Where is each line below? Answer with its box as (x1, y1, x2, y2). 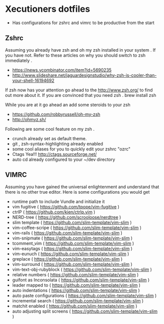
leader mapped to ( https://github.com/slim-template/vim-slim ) (12, 282, 141, 288)
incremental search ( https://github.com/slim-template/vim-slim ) (12, 297, 144, 303)
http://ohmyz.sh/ (12, 117, 47, 122)
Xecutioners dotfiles (5, 3, 90, 15)
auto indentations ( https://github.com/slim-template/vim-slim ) (12, 287, 140, 293)
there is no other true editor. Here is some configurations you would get (5, 189, 150, 195)
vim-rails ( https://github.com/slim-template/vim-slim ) (12, 230, 123, 236)
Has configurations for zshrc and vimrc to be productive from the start (12, 20, 155, 26)
